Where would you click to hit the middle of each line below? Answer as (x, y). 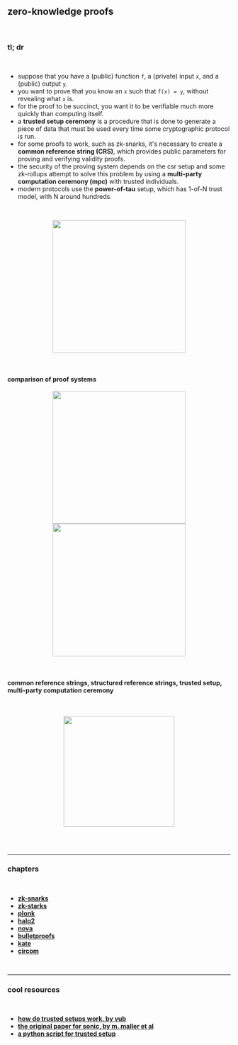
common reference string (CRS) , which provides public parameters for (122, 152)
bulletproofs (36, 936)
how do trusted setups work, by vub (72, 1019)
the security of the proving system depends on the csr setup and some (121, 166)
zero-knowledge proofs (61, 12)
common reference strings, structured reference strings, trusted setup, (115, 683)
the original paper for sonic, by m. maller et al (86, 1027)
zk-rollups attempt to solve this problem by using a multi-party (110, 174)
